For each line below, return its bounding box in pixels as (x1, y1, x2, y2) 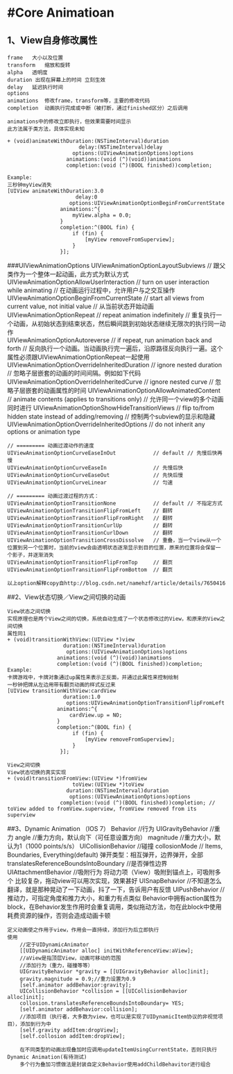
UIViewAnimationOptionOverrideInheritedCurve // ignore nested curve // (7, 378, 214, 386)
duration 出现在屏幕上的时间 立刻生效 (7, 76, 106, 83)
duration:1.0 (62, 694, 101, 700)
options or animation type (7, 428, 81, 435)
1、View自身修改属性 (7, 34, 98, 46)
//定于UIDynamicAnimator (19, 941, 89, 948)
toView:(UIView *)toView (72, 781, 144, 788)
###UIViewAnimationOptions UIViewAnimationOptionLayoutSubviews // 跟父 (7, 262, 226, 269)
